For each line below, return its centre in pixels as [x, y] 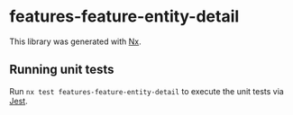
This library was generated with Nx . [75, 41]
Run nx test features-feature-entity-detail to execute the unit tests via [146, 91]
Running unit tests [62, 70]
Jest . [19, 101]
